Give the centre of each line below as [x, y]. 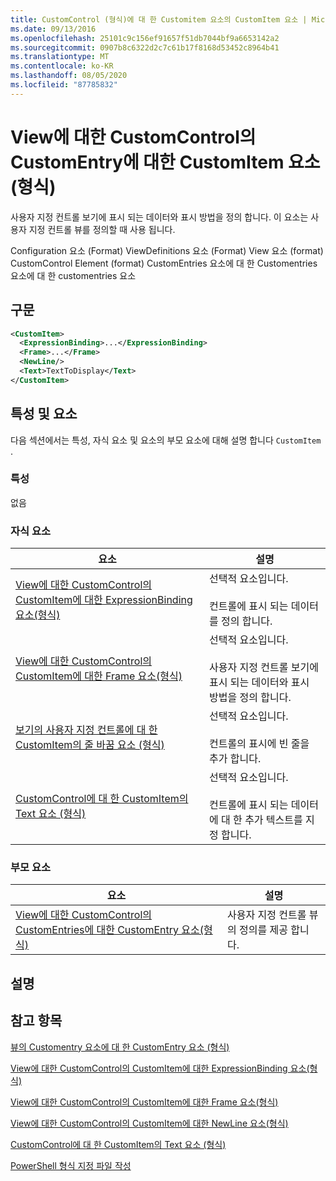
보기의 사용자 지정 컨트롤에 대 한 [86, 730]
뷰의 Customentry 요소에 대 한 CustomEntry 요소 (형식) [120, 1047]
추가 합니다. [235, 759]
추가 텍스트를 [273, 820]
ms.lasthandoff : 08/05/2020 [69, 76]
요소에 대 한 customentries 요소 [73, 275]
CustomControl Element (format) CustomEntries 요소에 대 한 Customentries [164, 263]
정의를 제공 [264, 930]
